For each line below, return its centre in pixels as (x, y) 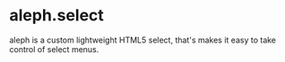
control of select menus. (54, 49)
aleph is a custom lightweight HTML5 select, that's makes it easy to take (142, 40)
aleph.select (57, 15)
